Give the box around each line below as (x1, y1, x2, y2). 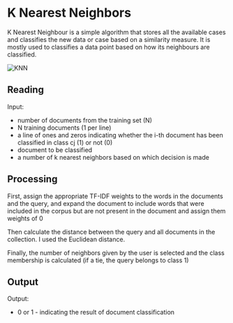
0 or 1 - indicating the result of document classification (17, 308, 175, 317)
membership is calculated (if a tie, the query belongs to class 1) (7, 256, 190, 264)
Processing (7, 173, 58, 186)
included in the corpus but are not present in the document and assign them (7, 206, 226, 215)
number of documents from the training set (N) (17, 116, 152, 124)
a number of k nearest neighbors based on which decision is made (17, 153, 209, 161)
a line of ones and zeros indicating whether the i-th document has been (17, 130, 223, 139)
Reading (7, 84, 44, 96)
